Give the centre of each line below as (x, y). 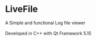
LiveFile (22, 9)
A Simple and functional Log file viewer (45, 23)
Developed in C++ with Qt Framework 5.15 (48, 33)
